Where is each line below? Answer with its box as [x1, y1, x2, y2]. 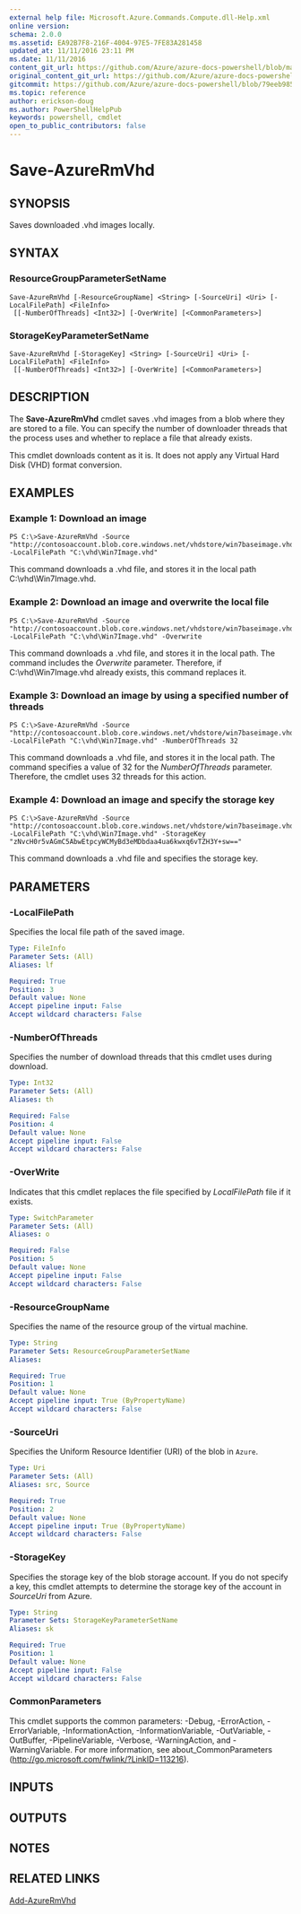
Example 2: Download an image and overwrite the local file [9, 596, 270, 608]
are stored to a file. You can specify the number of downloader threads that [9, 422, 288, 433]
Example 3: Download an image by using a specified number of [9, 689, 289, 701]
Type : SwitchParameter [9, 1213, 94, 1222]
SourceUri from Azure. [9, 1590, 92, 1601]
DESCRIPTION [9, 389, 90, 405]
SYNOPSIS [9, 196, 71, 211]
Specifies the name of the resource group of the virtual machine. [9, 1320, 248, 1332]
